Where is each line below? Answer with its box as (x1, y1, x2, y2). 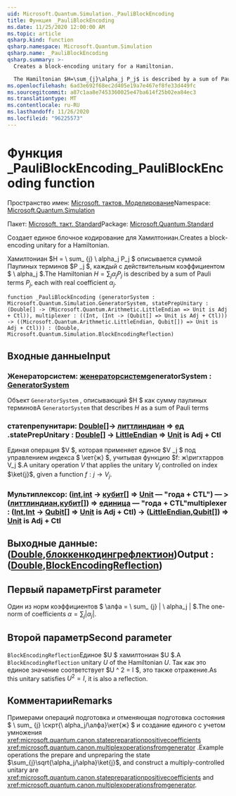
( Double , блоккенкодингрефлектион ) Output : (7, 549, 214, 561)
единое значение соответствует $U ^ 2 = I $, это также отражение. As (7, 666, 217, 674)
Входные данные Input (7, 350, 111, 362)
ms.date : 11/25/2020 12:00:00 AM (7, 23, 105, 30)
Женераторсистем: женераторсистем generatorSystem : (7, 371, 212, 381)
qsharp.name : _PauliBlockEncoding (7, 50, 109, 57)
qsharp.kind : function (7, 37, 74, 44)
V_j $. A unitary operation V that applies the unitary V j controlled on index (7, 461, 218, 471)
